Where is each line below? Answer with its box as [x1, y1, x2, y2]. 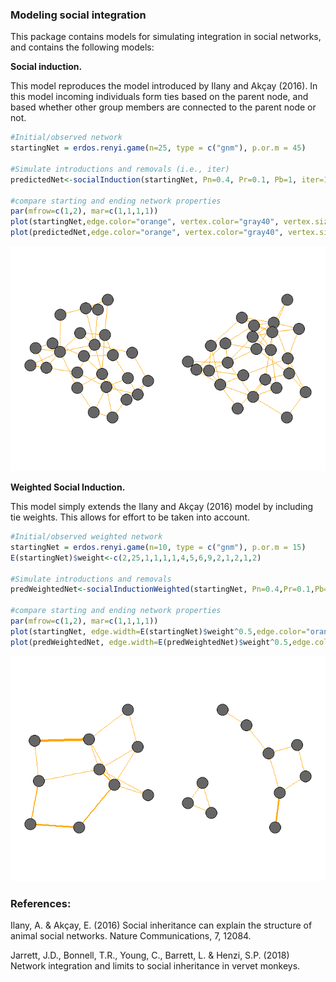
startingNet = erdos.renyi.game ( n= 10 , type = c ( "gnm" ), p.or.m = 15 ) [10, 542, 307, 552]
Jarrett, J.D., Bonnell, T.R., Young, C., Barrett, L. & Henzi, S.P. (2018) [10, 949, 290, 961]
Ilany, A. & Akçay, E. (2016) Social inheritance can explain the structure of [10, 919, 313, 931]
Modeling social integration [10, 8, 147, 22]
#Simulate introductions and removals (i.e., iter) [10, 164, 230, 174]
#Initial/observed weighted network [10, 532, 163, 542]
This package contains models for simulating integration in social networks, [10, 31, 322, 43]
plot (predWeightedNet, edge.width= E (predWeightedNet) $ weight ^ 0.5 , [10, 637, 293, 647]
